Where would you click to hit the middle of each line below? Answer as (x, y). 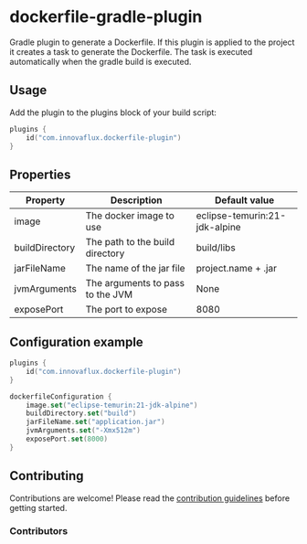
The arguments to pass (135, 283)
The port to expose (126, 310)
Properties (40, 174)
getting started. (38, 507)
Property (46, 200)
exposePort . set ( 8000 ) (67, 439)
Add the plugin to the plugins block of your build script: (113, 112)
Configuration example (76, 341)
